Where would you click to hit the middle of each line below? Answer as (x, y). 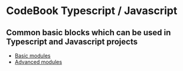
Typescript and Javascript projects (72, 41)
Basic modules (32, 56)
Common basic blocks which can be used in (89, 33)
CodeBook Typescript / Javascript (92, 11)
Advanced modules (38, 62)
